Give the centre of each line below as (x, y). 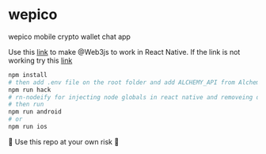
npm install (28, 75)
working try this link (40, 60)
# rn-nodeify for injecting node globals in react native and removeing (131, 97)
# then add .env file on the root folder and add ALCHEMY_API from (122, 82)
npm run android (35, 112)
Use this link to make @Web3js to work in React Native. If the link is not (124, 52)
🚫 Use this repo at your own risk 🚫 (64, 141)
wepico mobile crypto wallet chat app (69, 37)
